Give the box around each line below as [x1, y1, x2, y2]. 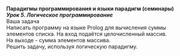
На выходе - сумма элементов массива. [6, 37, 111, 43]
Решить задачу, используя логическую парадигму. [6, 43, 138, 50]
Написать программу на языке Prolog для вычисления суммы [6, 24, 167, 31]
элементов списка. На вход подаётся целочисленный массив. [6, 30, 167, 38]
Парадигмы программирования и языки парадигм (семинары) [6, 5, 175, 12]
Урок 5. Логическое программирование [6, 11, 113, 18]
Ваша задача [6, 18, 40, 24]
